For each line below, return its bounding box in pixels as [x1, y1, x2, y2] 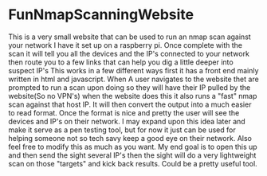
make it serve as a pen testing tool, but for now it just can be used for [8, 125, 237, 135]
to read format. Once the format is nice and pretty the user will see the [8, 108, 240, 117]
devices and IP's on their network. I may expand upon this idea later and [8, 116, 245, 126]
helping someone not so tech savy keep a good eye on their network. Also [8, 133, 253, 143]
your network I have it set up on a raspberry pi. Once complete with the [8, 40, 243, 49]
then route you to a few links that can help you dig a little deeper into [8, 57, 234, 67]
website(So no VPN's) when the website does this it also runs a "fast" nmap [8, 91, 257, 100]
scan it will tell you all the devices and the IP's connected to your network [8, 49, 249, 58]
